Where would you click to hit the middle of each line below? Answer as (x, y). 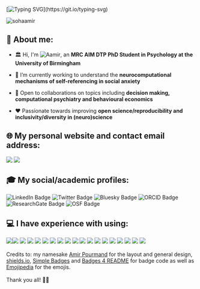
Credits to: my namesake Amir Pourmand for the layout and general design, (99, 254)
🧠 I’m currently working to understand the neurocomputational (93, 74)
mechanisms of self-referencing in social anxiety (77, 81)
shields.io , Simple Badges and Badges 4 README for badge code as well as (100, 261)
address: (23, 145)
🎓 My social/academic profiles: (68, 180)
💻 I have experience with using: (67, 223)
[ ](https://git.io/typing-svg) (57, 9)
